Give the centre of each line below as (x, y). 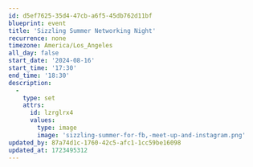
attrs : (34, 105)
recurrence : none (37, 38)
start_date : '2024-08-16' (51, 61)
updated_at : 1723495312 (48, 150)
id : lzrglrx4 (51, 113)
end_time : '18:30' (39, 75)
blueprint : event (37, 23)
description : (30, 83)
